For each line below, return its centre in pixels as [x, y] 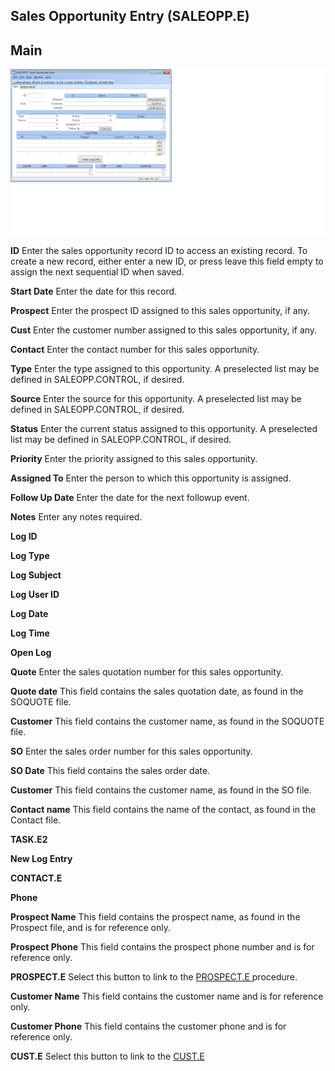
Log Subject [36, 575]
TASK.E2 [29, 840]
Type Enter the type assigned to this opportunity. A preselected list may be [165, 369]
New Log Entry [41, 859]
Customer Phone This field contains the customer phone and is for [148, 1026]
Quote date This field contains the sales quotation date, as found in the [157, 691]
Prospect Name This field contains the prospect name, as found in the [155, 917]
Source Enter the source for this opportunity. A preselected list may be [156, 399]
